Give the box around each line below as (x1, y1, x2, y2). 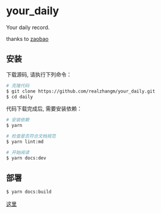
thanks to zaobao (6, 35, 49, 42)
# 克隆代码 (6, 82, 30, 88)
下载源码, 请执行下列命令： (6, 71, 72, 78)
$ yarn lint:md (6, 139, 44, 145)
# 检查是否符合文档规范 (6, 133, 56, 139)
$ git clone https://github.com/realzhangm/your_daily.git (6, 88, 156, 94)
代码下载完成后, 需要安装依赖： (6, 105, 82, 112)
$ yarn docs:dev (6, 155, 46, 161)
